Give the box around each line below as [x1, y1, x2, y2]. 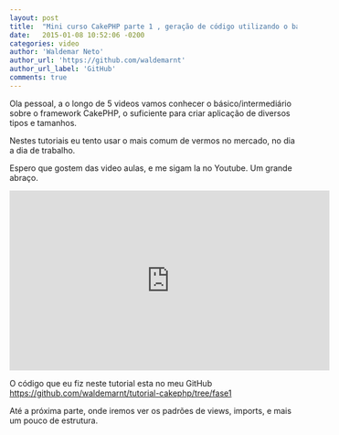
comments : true [9, 73, 68, 82]
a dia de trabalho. [9, 144, 76, 155]
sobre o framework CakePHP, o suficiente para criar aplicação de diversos [9, 107, 291, 119]
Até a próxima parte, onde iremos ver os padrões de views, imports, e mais [9, 405, 292, 416]
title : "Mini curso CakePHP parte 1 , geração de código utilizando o [9, 22, 288, 31]
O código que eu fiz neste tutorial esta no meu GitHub [9, 377, 213, 388]
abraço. [9, 172, 38, 183]
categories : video [9, 38, 79, 48]
